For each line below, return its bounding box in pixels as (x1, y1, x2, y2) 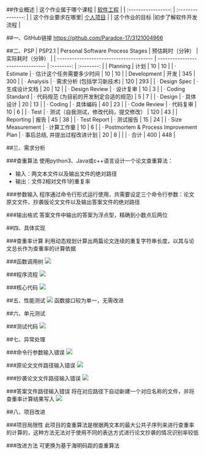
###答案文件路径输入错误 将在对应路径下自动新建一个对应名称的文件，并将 (6, 388, 195, 395)
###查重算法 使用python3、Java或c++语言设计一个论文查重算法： (6, 157, 173, 164)
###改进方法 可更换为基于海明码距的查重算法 (6, 442, 120, 449)
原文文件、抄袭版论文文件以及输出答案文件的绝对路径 (6, 198, 140, 205)
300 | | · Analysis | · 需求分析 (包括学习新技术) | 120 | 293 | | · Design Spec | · (6, 78, 198, 85)
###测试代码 (6, 323, 38, 330)
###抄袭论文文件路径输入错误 (6, 375, 81, 382)
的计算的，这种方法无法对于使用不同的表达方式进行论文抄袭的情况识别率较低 (6, 429, 199, 436)
